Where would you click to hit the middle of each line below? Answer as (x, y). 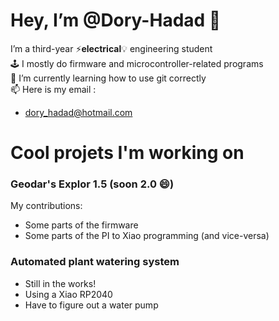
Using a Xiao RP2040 (68, 294)
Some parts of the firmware (81, 225)
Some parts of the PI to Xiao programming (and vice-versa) (147, 236)
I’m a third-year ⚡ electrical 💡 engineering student (111, 48)
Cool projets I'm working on (127, 153)
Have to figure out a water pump (91, 305)
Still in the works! (60, 283)
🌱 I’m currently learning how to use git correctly (108, 78)
